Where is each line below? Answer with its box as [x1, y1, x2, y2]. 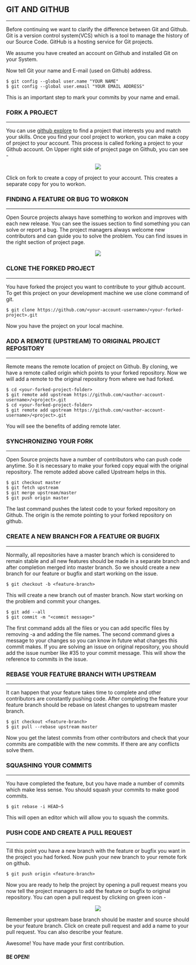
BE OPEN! [6, 953, 30, 960]
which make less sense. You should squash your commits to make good [6, 787, 179, 794]
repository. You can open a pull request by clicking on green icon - [6, 894, 166, 901]
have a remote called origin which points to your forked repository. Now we [6, 369, 187, 376]
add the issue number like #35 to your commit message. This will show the [6, 649, 185, 656]
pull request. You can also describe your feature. [6, 929, 124, 936]
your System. [6, 56, 38, 63]
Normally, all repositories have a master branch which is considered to [6, 551, 176, 558]
